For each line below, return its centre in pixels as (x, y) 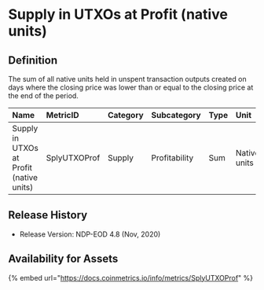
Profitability (172, 158)
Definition (33, 60)
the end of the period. (43, 95)
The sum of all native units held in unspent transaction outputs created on (127, 79)
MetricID (62, 115)
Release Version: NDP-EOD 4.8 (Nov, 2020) (90, 234)
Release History (48, 215)
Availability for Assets (63, 259)
